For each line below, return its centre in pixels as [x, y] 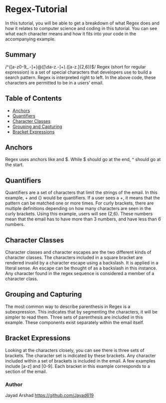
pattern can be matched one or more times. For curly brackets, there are [80, 203]
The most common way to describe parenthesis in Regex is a [68, 306]
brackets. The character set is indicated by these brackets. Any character [81, 355]
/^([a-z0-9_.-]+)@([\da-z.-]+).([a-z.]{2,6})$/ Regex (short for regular [76, 66]
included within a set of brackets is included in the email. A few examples [80, 360]
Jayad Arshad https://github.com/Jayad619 [49, 395]
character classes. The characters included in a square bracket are [74, 257]
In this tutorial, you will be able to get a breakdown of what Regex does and [82, 23]
